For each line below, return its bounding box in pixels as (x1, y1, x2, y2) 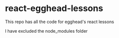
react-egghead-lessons (5, 3, 103, 14)
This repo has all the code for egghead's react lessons (5, 19, 114, 25)
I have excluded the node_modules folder (5, 28, 88, 34)
